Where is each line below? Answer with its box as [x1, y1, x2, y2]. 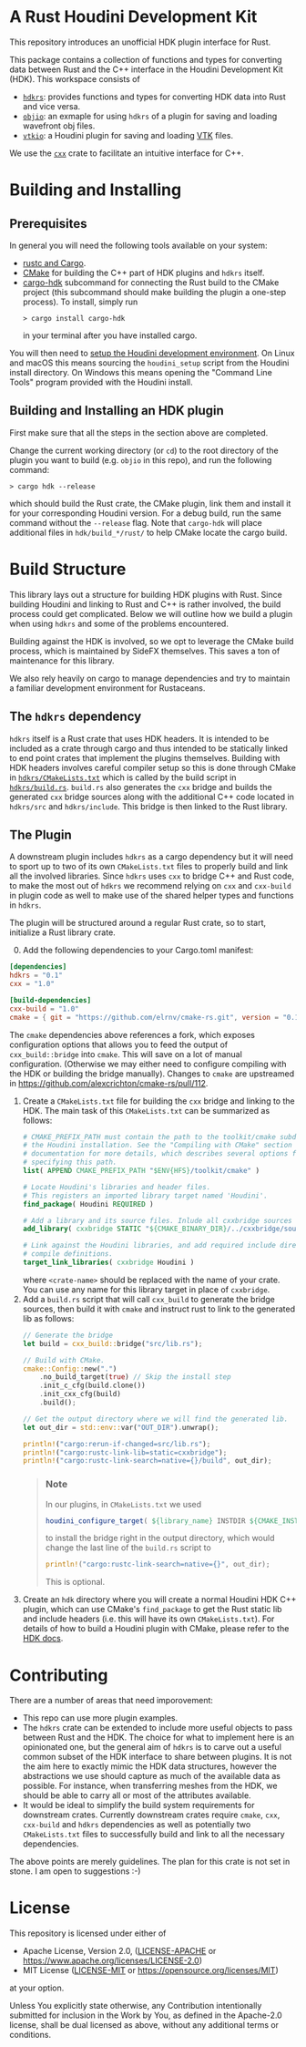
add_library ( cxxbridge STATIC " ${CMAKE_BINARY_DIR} [22, 1224, 228, 1234]
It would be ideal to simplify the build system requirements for [22, 1800, 255, 1811]
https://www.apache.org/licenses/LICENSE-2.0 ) [22, 1955, 203, 1966]
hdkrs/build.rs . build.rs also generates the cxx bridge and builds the [9, 781, 272, 792]
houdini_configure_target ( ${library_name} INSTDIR [45, 1516, 246, 1526]
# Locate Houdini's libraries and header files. [22, 1182, 211, 1191]
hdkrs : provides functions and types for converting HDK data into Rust [22, 91, 287, 102]
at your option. [9, 1982, 65, 1993]
